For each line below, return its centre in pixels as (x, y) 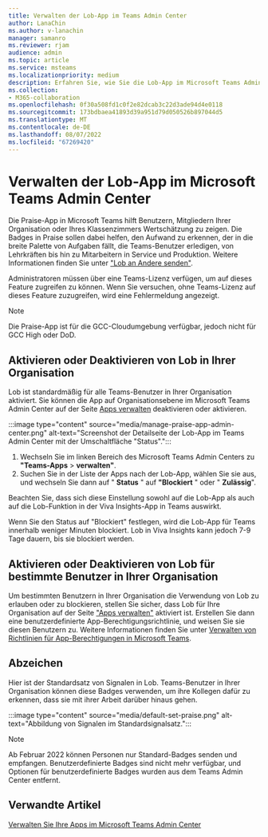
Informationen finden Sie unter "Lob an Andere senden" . (100, 263)
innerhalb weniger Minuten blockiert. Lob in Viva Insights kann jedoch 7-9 (130, 530)
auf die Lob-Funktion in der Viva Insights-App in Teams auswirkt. (115, 506)
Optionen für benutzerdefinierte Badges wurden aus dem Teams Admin (126, 771)
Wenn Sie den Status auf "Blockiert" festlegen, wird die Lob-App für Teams (132, 522)
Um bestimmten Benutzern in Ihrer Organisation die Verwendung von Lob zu (134, 596)
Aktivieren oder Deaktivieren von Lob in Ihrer (122, 360)
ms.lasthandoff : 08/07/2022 (55, 134)
